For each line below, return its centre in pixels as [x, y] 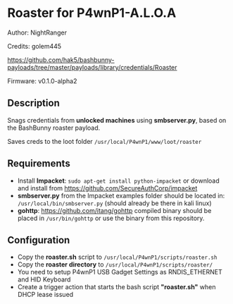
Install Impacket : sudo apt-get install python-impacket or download [118, 181]
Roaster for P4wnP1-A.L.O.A [92, 13]
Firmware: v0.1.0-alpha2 [42, 81]
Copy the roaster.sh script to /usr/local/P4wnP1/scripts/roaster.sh [117, 257]
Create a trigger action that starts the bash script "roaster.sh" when [116, 287]
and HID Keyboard [44, 279]
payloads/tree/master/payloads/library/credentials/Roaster [92, 67]
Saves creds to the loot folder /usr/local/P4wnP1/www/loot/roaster [105, 141]
